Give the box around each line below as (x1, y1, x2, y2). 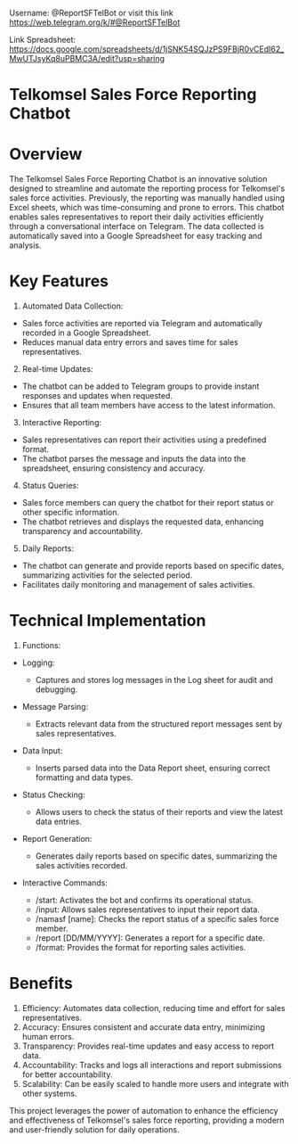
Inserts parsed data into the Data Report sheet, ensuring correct (35, 762, 270, 773)
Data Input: (21, 745, 63, 756)
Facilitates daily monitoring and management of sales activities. (21, 580, 255, 590)
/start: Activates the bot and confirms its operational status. (35, 895, 254, 905)
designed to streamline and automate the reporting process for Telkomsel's (9, 183, 286, 194)
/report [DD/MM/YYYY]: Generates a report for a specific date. (35, 933, 265, 943)
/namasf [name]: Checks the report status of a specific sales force (35, 914, 279, 924)
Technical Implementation (9, 611, 206, 631)
